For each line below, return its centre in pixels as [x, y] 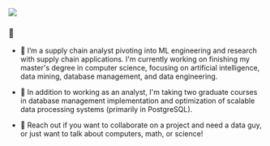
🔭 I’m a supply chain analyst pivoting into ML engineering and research [139, 51]
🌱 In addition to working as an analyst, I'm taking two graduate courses [139, 92]
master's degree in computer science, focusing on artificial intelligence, [140, 68]
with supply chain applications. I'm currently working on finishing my [135, 59]
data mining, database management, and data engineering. [119, 76]
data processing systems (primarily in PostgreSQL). [106, 109]
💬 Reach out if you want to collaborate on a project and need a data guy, [141, 125]
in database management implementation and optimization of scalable [137, 101]
